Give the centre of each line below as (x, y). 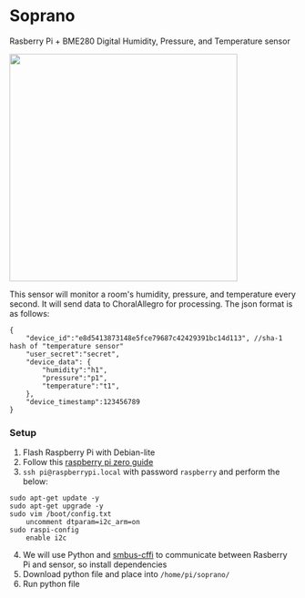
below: (35, 481)
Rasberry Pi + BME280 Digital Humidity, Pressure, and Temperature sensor (150, 41)
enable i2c (46, 538)
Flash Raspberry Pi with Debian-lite (89, 452)
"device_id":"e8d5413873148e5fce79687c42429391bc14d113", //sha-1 (154, 338)
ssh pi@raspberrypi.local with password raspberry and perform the (151, 472)
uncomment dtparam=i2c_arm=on (83, 522)
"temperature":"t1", (81, 386)
